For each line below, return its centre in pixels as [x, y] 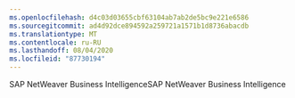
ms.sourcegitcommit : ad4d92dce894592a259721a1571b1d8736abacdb [129, 26]
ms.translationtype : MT [53, 34]
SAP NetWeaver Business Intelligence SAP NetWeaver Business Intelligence [148, 84]
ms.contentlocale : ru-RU [55, 42]
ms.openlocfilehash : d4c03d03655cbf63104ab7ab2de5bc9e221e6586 [129, 17]
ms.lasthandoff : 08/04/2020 [61, 51]
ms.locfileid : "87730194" [57, 59]
